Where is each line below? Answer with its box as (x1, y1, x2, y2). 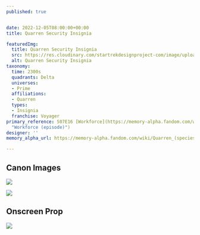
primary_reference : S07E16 (6, 119, 73, 125)
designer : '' (6, 129, 39, 136)
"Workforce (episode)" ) (11, 124, 70, 130)
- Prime (11, 85, 31, 91)
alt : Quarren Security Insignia (11, 58, 92, 64)
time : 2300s (11, 69, 42, 75)
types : (11, 102, 28, 108)
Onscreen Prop (6, 206, 64, 217)
